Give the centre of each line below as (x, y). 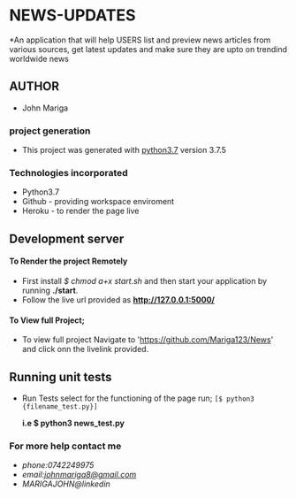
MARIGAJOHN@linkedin (66, 484)
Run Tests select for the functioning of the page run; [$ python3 (138, 398)
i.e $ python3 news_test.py (73, 423)
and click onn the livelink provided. (85, 349)
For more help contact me (65, 446)
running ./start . (50, 290)
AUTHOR (34, 86)
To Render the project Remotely (68, 261)
